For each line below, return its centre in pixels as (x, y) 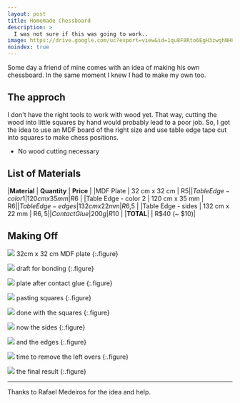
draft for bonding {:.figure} (55, 269)
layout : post (27, 14)
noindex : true (29, 47)
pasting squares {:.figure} (54, 298)
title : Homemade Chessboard (49, 21)
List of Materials (44, 174)
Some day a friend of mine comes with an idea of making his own (104, 67)
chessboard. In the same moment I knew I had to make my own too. (107, 75)
